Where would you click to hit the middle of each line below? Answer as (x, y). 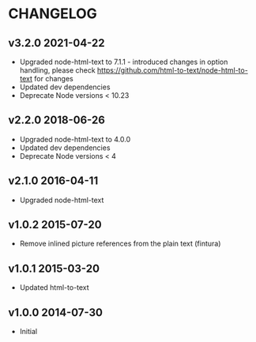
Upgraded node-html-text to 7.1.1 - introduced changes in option (124, 62)
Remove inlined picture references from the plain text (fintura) (120, 244)
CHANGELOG (53, 14)
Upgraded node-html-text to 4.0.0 (75, 139)
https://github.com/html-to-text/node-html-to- (173, 70)
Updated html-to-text (54, 288)
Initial (28, 332)
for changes (54, 79)
